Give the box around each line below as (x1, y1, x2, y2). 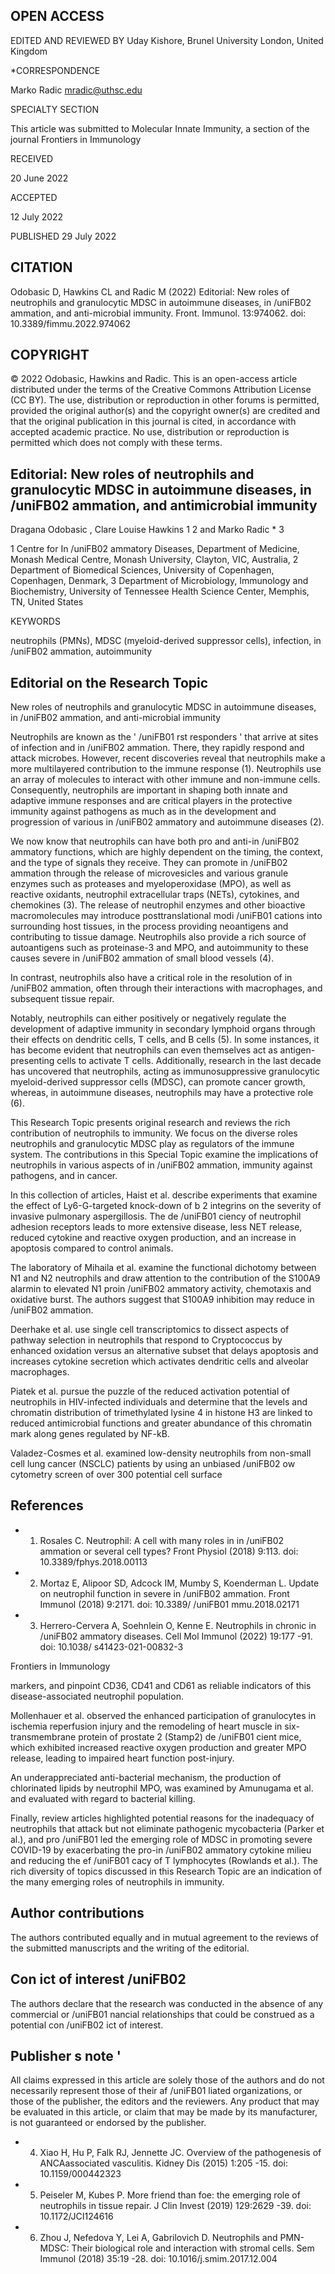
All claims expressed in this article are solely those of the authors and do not (10, 2074, 325, 2086)
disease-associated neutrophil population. (10, 1690, 184, 1702)
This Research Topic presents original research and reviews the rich (10, 1117, 291, 1129)
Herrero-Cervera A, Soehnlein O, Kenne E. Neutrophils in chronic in (39, 1619, 317, 1631)
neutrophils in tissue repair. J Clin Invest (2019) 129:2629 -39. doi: (39, 2200, 312, 2212)
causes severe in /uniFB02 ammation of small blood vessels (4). (10, 952, 275, 964)
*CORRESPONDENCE (10, 64, 101, 76)
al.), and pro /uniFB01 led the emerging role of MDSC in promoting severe (10, 1833, 313, 1845)
